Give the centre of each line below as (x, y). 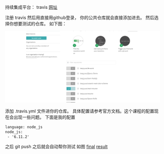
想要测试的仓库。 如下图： (40, 24)
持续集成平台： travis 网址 (31, 7)
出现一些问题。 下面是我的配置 (44, 117)
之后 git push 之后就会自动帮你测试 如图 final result (56, 146)
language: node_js (24, 127)
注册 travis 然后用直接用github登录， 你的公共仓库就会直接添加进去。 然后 (80, 18)
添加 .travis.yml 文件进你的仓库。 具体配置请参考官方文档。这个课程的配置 (80, 111)
